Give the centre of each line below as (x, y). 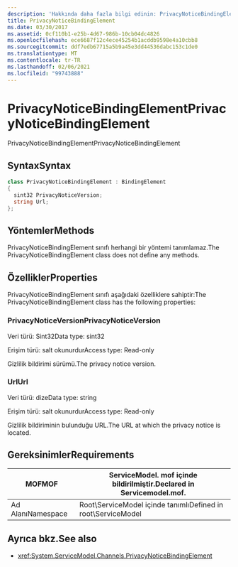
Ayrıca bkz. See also (52, 539)
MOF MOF (41, 484)
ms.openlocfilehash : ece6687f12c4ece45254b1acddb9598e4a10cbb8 (103, 40)
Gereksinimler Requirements (71, 455)
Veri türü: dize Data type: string (52, 397)
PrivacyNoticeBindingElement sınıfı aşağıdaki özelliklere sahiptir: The (107, 295)
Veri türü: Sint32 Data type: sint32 (56, 336)
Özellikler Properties (52, 277)
